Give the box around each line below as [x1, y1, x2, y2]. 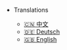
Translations [13, 6, 49, 14]
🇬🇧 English [23, 36, 57, 43]
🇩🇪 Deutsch [23, 27, 60, 36]
